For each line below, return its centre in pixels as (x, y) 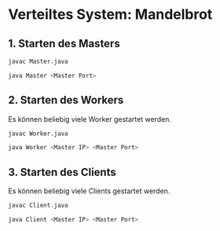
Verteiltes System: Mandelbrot (110, 15)
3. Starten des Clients (62, 172)
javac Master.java (38, 61)
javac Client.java (38, 206)
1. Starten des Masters (64, 44)
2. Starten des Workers (66, 100)
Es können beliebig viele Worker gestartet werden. (90, 119)
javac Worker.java (38, 134)
